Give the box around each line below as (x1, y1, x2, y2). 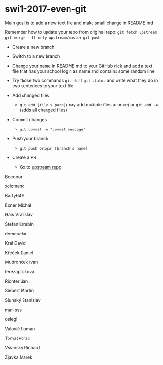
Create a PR (12, 155, 37, 160)
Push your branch (12, 135, 48, 141)
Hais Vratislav (5, 211, 33, 217)
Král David (5, 240, 26, 246)
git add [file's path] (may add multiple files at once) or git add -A (19, 102, 158, 107)
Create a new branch (12, 44, 55, 50)
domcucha (5, 231, 27, 236)
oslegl (5, 316, 18, 322)
